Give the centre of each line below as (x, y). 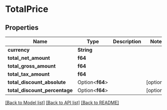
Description (127, 42)
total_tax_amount (29, 74)
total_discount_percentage (40, 90)
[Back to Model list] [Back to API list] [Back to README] (62, 103)
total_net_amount (29, 58)
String (85, 50)
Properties (22, 28)
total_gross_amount (32, 66)
